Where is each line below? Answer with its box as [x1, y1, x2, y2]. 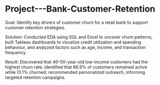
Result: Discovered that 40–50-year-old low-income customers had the [5, 59, 148, 65]
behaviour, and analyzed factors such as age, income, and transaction [5, 44, 146, 50]
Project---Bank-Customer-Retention [5, 3, 156, 15]
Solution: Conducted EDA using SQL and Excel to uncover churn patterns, [5, 34, 153, 40]
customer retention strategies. [5, 24, 66, 30]
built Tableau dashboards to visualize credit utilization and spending [5, 39, 142, 45]
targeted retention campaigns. [5, 74, 66, 80]
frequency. [5, 50, 27, 55]
